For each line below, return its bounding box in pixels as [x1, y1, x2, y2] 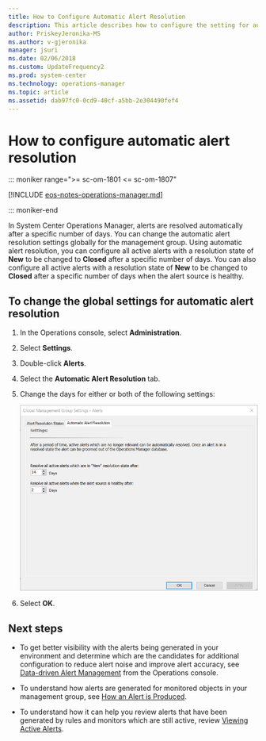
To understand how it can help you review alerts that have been [19, 707, 227, 716]
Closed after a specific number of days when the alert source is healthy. [8, 271, 244, 281]
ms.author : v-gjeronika [8, 38, 87, 46]
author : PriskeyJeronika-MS [8, 29, 101, 37]
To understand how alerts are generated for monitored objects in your [19, 683, 248, 693]
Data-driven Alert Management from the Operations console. [19, 667, 219, 678]
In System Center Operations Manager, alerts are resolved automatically [8, 221, 243, 230]
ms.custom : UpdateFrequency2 [8, 63, 104, 71]
